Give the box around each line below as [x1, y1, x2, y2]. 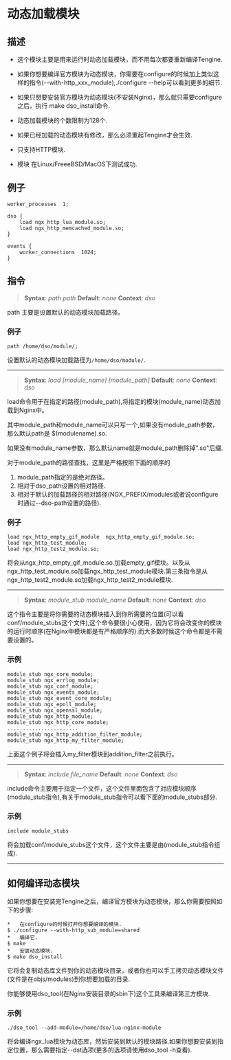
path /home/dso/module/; [7, 343, 78, 350]
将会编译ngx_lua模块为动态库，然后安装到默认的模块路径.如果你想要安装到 [7, 1037, 218, 1045]
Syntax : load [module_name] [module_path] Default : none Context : [23, 376, 218, 384]
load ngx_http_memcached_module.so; [19, 225, 125, 232]
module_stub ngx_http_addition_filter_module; [7, 731, 143, 738]
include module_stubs [7, 827, 69, 835]
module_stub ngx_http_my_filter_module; [7, 736, 125, 744]
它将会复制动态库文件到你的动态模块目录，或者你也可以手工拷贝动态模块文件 [7, 966, 224, 974]
